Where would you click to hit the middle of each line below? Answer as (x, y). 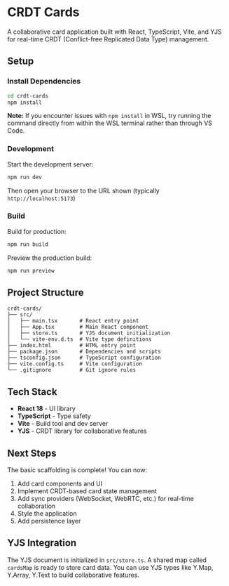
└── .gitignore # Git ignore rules (72, 370)
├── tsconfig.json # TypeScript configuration (84, 358)
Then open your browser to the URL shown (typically (83, 190)
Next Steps (32, 453)
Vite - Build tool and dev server (63, 424)
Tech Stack (32, 392)
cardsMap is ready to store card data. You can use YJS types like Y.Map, (110, 567)
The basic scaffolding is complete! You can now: (77, 470)
